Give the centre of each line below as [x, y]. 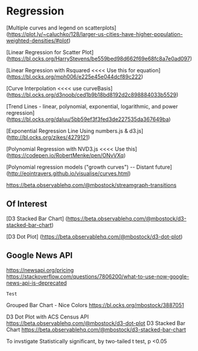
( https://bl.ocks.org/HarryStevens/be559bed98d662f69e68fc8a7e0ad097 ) [99, 58]
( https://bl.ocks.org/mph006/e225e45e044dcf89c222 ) [75, 76]
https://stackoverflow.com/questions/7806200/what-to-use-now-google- [98, 276]
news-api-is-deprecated [37, 283]
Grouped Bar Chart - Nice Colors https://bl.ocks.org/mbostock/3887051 [95, 305]
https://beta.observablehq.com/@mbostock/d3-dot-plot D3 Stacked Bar [96, 323]
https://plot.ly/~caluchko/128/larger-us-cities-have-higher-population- [95, 34]
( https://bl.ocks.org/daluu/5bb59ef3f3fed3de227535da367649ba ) [88, 119]
